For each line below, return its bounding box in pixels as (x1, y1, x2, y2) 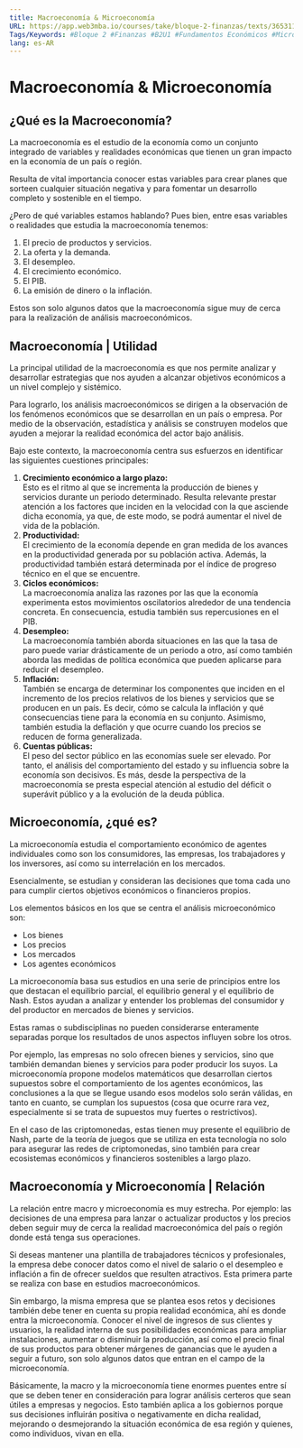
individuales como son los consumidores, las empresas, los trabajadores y (9, 848, 286, 859)
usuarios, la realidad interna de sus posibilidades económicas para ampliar (9, 1323, 287, 1335)
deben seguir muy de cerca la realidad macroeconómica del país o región (9, 1222, 283, 1232)
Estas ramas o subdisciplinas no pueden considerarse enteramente (9, 1021, 260, 1033)
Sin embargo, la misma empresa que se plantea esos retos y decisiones (9, 1296, 276, 1306)
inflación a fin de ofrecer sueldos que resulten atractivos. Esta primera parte (9, 1268, 293, 1279)
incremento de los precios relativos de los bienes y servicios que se (22, 693, 275, 704)
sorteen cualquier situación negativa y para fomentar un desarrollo (9, 183, 257, 194)
